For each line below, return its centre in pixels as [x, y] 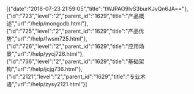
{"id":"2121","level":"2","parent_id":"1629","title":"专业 [73, 76]
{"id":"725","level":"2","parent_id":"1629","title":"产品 [73, 31]
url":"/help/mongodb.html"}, [53, 23]
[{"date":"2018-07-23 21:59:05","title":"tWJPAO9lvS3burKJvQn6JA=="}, [97, 9]
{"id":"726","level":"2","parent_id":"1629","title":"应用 [73, 46]
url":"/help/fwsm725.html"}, [52, 39]
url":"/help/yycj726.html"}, [51, 54]
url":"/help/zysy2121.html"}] [52, 84]
